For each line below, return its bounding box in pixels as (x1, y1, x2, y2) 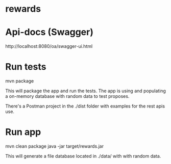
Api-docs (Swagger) (5, 26, 93, 38)
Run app (5, 126, 41, 138)
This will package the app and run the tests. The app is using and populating (5, 88, 166, 94)
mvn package (5, 78, 34, 84)
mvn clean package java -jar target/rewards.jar (5, 143, 104, 149)
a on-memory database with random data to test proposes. (5, 93, 130, 99)
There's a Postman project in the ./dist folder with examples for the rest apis (5, 103, 165, 110)
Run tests (5, 61, 46, 73)
